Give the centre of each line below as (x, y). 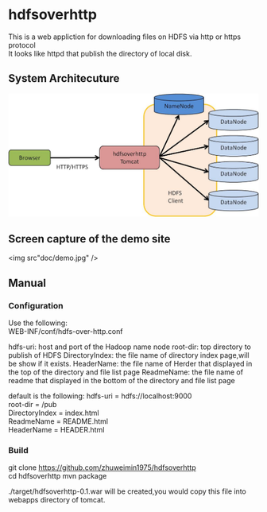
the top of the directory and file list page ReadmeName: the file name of (126, 372)
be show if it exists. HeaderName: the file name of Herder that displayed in (130, 364)
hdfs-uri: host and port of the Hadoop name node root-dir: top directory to (130, 347)
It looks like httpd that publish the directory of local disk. (100, 53)
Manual (27, 283)
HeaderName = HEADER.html (56, 430)
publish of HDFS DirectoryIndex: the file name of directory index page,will (129, 355)
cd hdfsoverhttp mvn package (58, 476)
